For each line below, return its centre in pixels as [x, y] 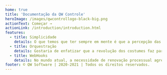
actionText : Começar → [29, 23]
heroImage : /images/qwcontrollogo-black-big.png [56, 19]
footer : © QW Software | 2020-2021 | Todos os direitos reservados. [78, 65]
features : [15, 33]
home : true [16, 10]
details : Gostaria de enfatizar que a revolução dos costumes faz [84, 51]
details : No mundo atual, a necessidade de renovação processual [83, 60]
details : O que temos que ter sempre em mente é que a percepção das [88, 42]
